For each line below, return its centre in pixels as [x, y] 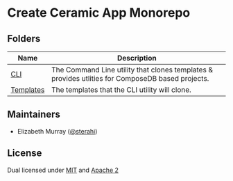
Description [137, 58]
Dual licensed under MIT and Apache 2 [63, 170]
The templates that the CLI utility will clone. [121, 90]
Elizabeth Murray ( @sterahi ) [57, 131]
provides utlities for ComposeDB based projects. [130, 78]
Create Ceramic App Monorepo [99, 13]
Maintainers [34, 115]
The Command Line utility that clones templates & [132, 70]
